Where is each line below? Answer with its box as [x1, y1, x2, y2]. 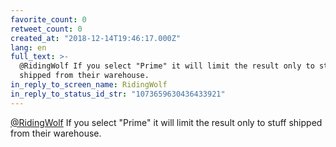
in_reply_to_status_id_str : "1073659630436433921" [10, 89, 226, 99]
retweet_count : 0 [10, 24, 83, 34]
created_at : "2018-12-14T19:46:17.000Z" [10, 33, 182, 43]
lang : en [10, 42, 47, 53]
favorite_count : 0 [10, 14, 87, 25]
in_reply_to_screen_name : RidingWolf [10, 80, 168, 90]
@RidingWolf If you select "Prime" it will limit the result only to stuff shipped [10, 116, 323, 128]
